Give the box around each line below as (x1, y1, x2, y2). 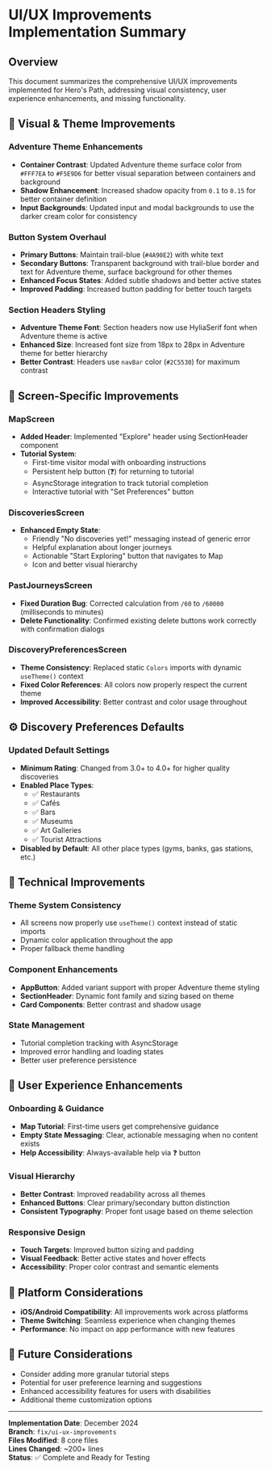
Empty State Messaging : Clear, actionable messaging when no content (19, 1130, 258, 1139)
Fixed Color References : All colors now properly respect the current (19, 679, 248, 689)
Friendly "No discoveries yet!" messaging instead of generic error (31, 534, 252, 543)
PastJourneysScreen (8, 580, 93, 591)
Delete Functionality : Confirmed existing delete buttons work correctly (19, 615, 256, 625)
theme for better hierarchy (19, 348, 108, 358)
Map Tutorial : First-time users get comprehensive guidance (19, 1122, 219, 1131)
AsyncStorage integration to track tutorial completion (31, 478, 209, 488)
